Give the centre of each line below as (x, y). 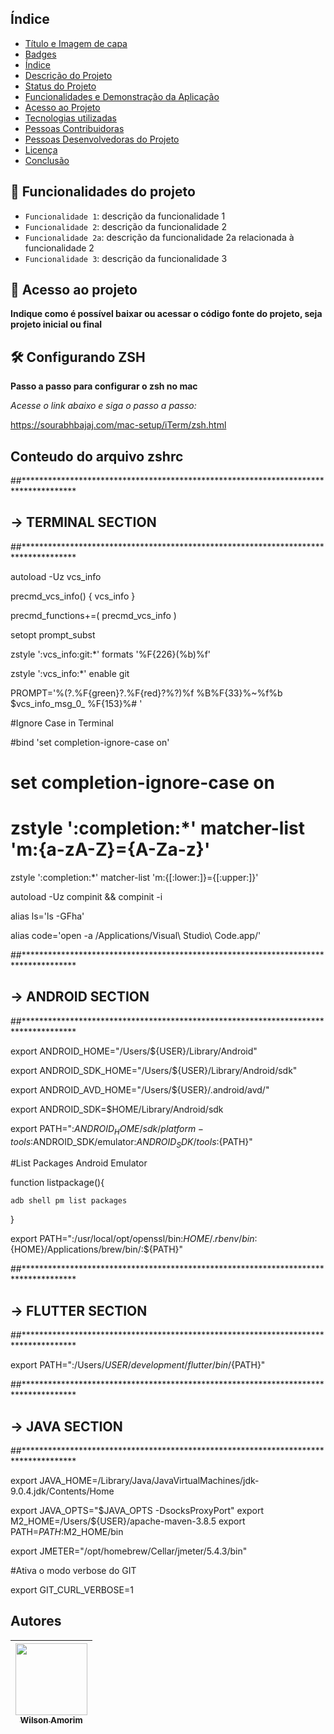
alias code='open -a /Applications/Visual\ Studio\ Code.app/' (136, 935)
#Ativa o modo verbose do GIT (73, 1571)
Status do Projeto (60, 86)
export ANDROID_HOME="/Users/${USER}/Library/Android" (134, 1051)
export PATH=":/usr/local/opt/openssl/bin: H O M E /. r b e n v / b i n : (134, 1239)
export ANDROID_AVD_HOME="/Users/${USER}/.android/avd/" (140, 1089)
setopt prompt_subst (53, 634)
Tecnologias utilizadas (70, 118)
